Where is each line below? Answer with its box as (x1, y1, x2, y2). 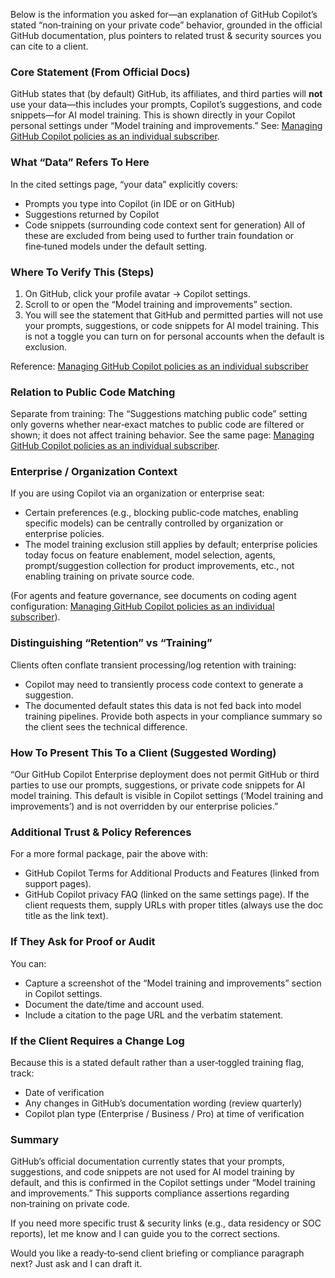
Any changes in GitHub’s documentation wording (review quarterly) (24, 1097, 303, 1109)
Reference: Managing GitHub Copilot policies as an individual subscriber (10, 360, 309, 372)
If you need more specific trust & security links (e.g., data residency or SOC (10, 1217, 322, 1229)
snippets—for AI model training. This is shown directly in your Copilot (10, 109, 296, 121)
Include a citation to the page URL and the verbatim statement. (24, 1009, 284, 1021)
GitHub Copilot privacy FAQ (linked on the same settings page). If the (24, 889, 310, 901)
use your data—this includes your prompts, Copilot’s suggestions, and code (10, 99, 323, 111)
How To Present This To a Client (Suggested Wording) (10, 745, 277, 759)
